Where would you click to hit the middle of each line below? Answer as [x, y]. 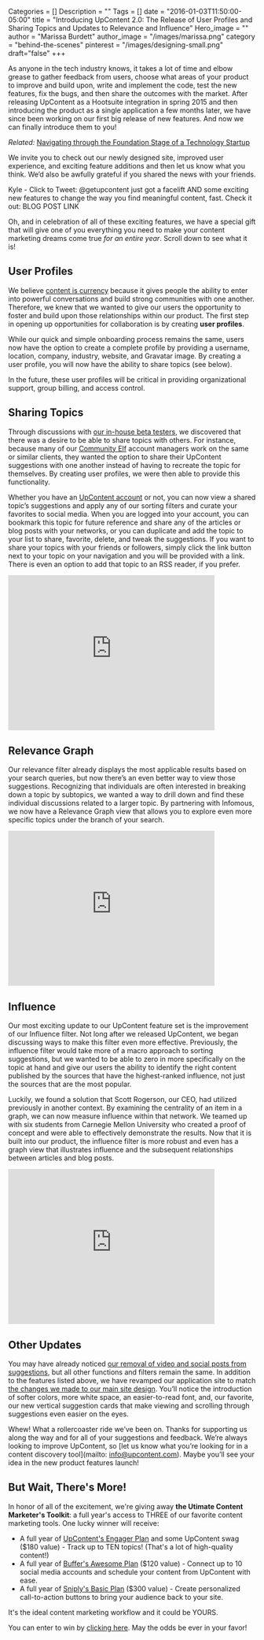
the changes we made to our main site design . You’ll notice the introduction [130, 1389]
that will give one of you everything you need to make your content [117, 230]
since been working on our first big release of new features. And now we [126, 119]
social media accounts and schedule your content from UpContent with [135, 1571]
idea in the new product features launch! [73, 1463]
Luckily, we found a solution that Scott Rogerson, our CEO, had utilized [123, 1100]
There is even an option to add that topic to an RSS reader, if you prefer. [125, 564]
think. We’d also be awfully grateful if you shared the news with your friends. [132, 174]
